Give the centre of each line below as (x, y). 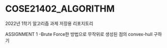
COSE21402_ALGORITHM (60, 9)
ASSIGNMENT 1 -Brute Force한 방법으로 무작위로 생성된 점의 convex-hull (79, 34)
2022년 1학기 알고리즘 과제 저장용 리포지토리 (49, 23)
